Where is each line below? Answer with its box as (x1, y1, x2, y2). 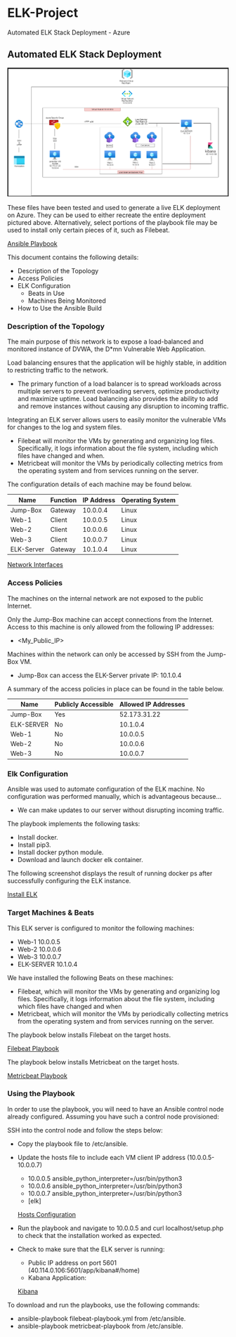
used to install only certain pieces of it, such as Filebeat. (7, 226, 170, 234)
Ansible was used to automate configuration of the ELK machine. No (7, 785, 205, 793)
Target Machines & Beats (7, 908, 95, 918)
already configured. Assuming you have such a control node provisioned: (7, 1112, 219, 1121)
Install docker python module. (17, 848, 104, 856)
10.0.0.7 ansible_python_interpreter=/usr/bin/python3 (27, 1189, 183, 1197)
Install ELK (7, 890, 38, 899)
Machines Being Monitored (27, 296, 107, 305)
